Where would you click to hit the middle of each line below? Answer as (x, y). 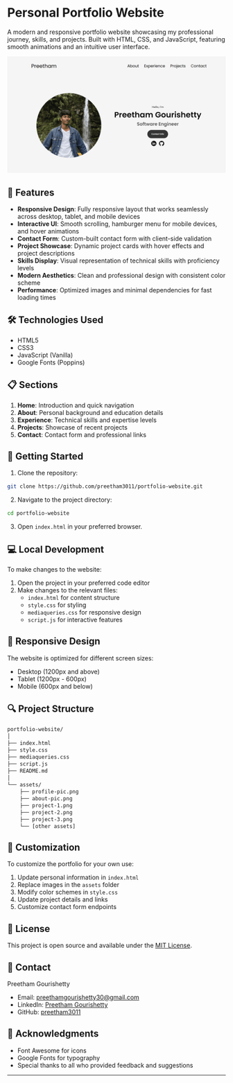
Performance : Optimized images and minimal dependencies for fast (114, 290)
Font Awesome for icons (52, 1050)
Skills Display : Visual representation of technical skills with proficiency (118, 261)
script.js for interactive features (75, 619)
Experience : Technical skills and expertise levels (87, 420)
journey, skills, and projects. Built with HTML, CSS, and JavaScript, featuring (116, 39)
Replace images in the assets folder (68, 885)
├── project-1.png (46, 805)
